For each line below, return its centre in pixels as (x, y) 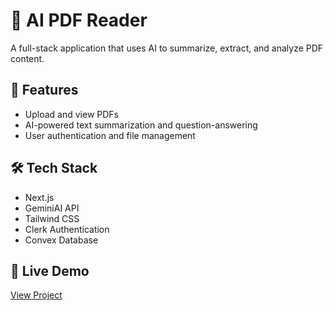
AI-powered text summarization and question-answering (141, 125)
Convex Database (61, 240)
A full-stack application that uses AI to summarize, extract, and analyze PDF (167, 48)
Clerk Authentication (67, 229)
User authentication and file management (110, 135)
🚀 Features (44, 90)
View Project (36, 295)
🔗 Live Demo (50, 270)
